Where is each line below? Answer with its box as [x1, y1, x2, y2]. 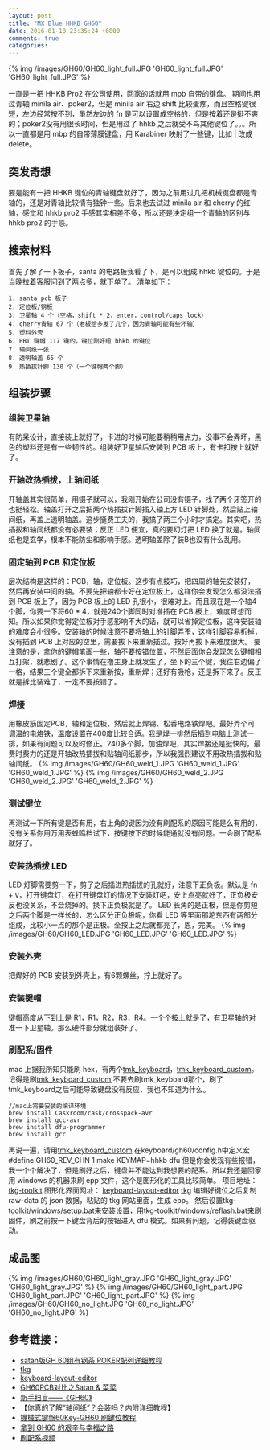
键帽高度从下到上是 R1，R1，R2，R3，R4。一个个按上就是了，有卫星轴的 [8, 1013, 249, 1022]
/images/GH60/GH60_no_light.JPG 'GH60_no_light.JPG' [8, 1299, 194, 1308]
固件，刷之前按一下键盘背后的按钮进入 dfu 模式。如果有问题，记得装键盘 [8, 1215, 249, 1225]
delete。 [8, 139, 36, 149]
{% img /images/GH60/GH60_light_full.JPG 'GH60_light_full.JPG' [8, 64, 223, 73]
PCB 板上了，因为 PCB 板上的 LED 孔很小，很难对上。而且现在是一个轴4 [17, 597, 257, 606]
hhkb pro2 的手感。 [8, 218, 73, 228]
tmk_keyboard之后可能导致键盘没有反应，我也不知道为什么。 [8, 1084, 211, 1094]
